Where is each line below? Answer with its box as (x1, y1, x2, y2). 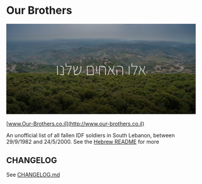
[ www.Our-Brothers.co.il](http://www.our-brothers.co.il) (6, 120, 145, 127)
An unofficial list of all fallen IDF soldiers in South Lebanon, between (6, 131, 176, 138)
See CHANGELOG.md (6, 171, 60, 179)
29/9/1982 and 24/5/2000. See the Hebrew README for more (6, 138, 159, 145)
